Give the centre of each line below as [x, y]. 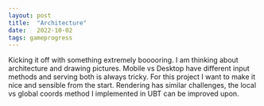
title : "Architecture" [48, 23]
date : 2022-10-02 [41, 30]
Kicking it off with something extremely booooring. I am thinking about [123, 60]
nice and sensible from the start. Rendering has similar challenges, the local [132, 85]
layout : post [30, 15]
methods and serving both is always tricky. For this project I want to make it [132, 77]
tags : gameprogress [41, 38]
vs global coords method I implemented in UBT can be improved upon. [124, 94]
